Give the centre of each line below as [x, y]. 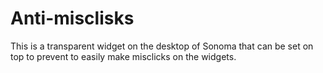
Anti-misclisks [72, 18]
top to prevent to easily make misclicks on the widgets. [123, 56]
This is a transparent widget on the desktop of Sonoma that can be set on [162, 46]
